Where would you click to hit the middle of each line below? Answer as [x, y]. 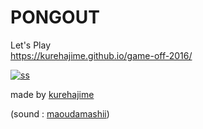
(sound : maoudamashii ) [60, 113]
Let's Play [31, 45]
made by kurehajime [52, 94]
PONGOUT [55, 17]
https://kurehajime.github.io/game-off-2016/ [101, 55]
